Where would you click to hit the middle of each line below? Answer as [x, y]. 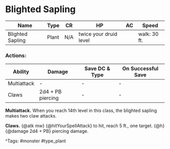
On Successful [140, 68]
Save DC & [97, 68]
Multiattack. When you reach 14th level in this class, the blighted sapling [81, 110]
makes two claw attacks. [31, 116]
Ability [21, 72]
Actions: [16, 55]
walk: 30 [148, 34]
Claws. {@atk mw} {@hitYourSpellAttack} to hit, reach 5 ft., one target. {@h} [85, 126]
